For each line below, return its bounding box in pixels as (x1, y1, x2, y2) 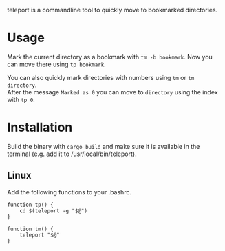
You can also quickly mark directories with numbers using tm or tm (7, 73, 195, 81)
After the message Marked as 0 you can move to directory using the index (7, 88, 218, 96)
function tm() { (7, 225, 54, 232)
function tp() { (7, 201, 54, 208)
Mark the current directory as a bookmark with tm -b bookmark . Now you (7, 52, 213, 61)
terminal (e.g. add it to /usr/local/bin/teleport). (7, 150, 137, 158)
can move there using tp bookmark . (7, 60, 107, 68)
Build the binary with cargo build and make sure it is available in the (7, 142, 200, 150)
